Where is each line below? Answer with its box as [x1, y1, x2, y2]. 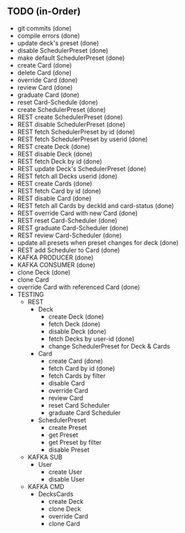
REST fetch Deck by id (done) [17, 157, 102, 166]
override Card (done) [17, 76, 78, 84]
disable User [48, 475, 85, 483]
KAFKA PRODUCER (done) [17, 253, 94, 262]
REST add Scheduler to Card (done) [17, 246, 120, 254]
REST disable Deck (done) [17, 150, 92, 158]
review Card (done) [17, 83, 73, 91]
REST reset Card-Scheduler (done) [17, 216, 118, 225]
